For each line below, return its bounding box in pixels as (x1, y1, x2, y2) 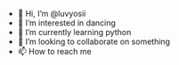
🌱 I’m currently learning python (17, 27, 132, 37)
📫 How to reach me (17, 47, 92, 56)
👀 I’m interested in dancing (17, 18, 116, 28)
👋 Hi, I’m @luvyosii (17, 9, 86, 18)
